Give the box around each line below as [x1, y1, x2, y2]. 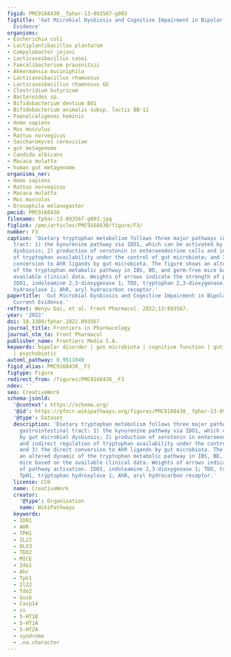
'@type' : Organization [19, 498, 85, 504]
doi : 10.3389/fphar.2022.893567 [7, 318, 100, 325]
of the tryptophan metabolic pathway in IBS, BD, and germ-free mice [13, 266, 217, 273]
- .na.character [13, 639, 60, 646]
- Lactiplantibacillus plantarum [7, 42, 103, 49]
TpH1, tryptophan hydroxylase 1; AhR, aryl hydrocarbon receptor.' [19, 472, 217, 479]
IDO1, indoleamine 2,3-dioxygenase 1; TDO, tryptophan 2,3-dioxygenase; [13, 280, 226, 286]
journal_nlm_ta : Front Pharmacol [7, 331, 103, 338]
